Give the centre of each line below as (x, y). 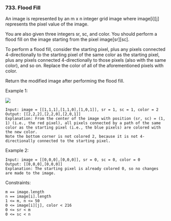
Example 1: (17, 91)
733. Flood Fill (23, 8)
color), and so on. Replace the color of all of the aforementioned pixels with (84, 66)
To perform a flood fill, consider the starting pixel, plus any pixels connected (86, 50)
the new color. (21, 132)
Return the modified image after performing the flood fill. (65, 81)
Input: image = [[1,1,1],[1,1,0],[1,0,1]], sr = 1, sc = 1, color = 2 (82, 110)
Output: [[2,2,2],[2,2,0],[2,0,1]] (43, 114)
